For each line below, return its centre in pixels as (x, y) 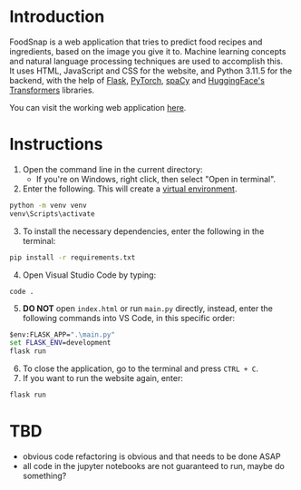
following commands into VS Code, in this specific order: (129, 318)
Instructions (56, 145)
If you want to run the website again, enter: (103, 378)
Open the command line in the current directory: (112, 169)
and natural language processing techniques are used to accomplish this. (146, 61)
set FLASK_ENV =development (60, 343)
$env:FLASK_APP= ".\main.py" (63, 334)
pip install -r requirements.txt (73, 257)
